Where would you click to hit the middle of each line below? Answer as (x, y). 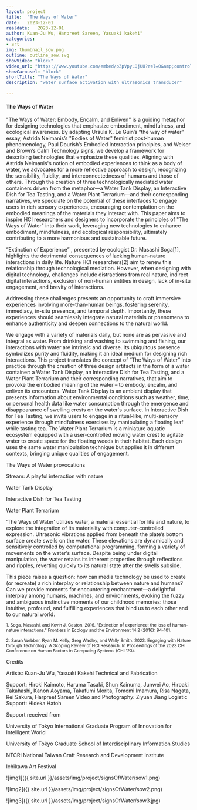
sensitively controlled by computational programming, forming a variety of (96, 547)
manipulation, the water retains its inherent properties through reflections (94, 560)
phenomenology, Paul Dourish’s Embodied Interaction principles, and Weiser (98, 145)
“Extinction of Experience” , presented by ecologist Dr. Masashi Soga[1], (93, 250)
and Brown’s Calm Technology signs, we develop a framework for (85, 151)
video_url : (19, 66)
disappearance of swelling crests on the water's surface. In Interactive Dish (97, 410)
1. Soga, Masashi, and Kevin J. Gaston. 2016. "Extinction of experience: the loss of (89, 625)
